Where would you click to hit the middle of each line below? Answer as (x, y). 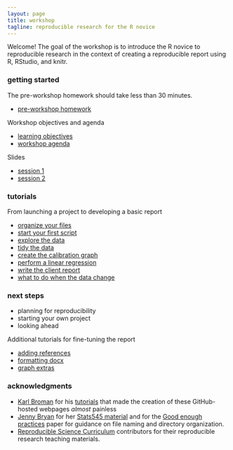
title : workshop (31, 20)
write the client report (49, 270)
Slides (16, 157)
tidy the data (36, 247)
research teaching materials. (59, 439)
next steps (26, 296)
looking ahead (38, 326)
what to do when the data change (66, 277)
